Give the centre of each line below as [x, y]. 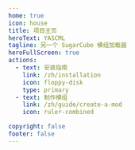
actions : [23, 61]
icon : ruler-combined [58, 112]
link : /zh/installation [62, 75]
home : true [26, 16]
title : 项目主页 [33, 30]
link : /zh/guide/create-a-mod [73, 105]
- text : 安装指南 [42, 68]
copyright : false [37, 127]
